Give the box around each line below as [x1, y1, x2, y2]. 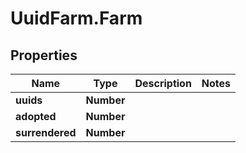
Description [134, 77, 192, 90]
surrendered [15, 126, 77, 139]
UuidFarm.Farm [10, 7, 143, 30]
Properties [10, 47, 78, 64]
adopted [15, 110, 57, 123]
